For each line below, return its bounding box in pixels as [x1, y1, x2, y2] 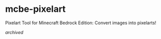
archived [5, 29, 23, 35]
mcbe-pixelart [5, 3, 66, 15]
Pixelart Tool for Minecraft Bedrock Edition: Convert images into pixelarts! [5, 20, 156, 26]
